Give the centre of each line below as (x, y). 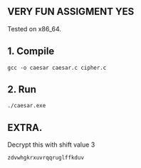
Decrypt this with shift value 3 (51, 145)
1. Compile (31, 52)
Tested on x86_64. (35, 28)
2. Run (22, 89)
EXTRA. (25, 127)
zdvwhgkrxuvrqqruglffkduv (46, 158)
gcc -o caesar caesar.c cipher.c (57, 68)
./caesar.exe (27, 106)
